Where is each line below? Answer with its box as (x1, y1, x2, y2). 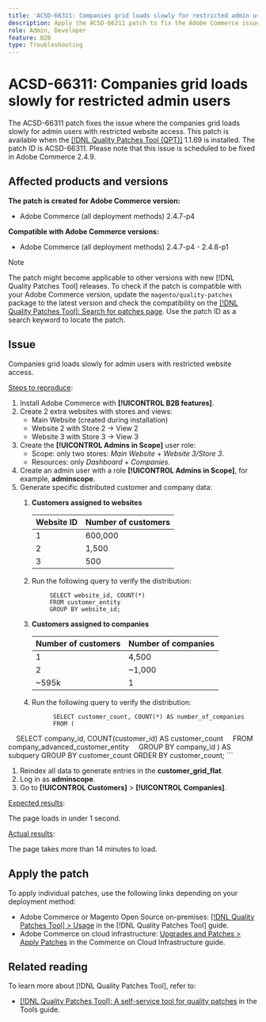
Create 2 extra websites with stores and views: (19, 406, 173, 416)
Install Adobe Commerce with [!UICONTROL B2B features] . (19, 398, 215, 408)
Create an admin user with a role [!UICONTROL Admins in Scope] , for (19, 465, 249, 475)
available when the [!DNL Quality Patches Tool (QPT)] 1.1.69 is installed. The (8, 136, 256, 145)
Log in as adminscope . (19, 774, 96, 783)
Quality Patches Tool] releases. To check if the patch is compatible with (8, 281, 241, 290)
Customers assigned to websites (31, 497, 142, 507)
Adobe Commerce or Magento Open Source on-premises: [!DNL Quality (19, 912, 255, 921)
